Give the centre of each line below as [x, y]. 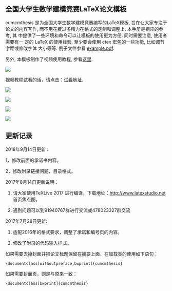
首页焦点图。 [26, 199]
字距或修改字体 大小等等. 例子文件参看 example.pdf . [60, 48]
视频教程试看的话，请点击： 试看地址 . [44, 80]
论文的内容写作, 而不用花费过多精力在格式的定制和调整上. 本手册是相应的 [82, 29]
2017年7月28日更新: [26, 221]
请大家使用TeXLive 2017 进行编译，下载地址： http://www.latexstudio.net [89, 193]
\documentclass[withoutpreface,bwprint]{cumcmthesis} [64, 263]
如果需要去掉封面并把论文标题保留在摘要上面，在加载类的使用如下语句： [82, 254]
